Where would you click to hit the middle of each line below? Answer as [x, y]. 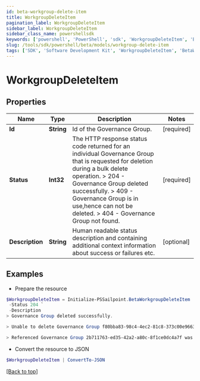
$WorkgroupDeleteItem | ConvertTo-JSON [56, 360]
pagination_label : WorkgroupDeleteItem [56, 23]
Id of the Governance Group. [112, 129]
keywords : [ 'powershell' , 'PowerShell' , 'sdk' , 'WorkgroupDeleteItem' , [97, 39]
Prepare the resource [41, 288]
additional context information [114, 245]
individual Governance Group [113, 153]
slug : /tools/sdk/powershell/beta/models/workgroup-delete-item [87, 45]
